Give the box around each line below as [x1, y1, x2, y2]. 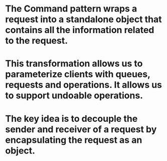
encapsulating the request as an [5, 134, 142, 145]
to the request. [5, 35, 68, 47]
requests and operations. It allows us [5, 79, 162, 91]
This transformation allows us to [5, 58, 143, 69]
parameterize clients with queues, [5, 69, 150, 80]
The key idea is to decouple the [5, 113, 138, 124]
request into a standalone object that [5, 14, 162, 25]
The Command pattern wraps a [5, 3, 137, 15]
